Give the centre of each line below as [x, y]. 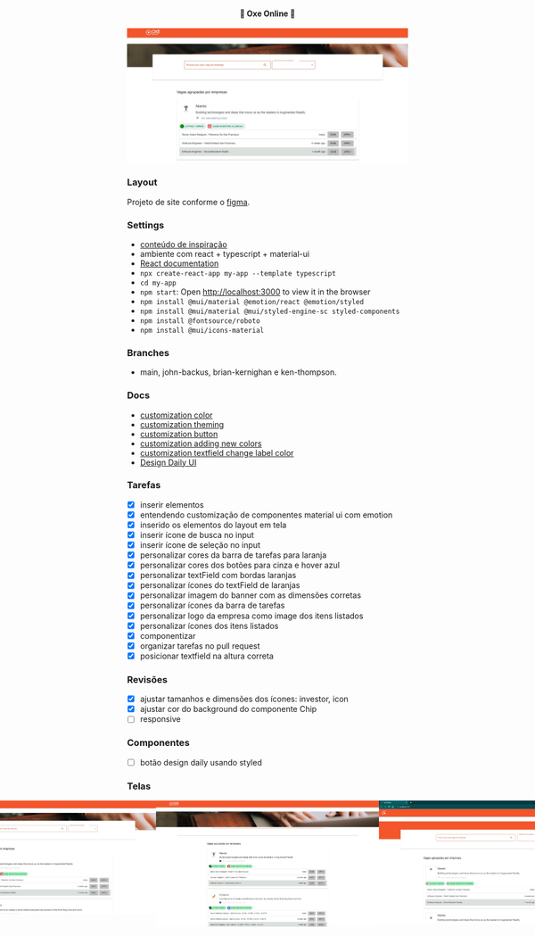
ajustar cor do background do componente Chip [228, 709]
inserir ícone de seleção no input [200, 545]
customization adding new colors [201, 443]
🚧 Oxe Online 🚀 [267, 13]
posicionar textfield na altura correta [206, 656]
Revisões [148, 679]
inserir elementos [172, 504]
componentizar [168, 635]
